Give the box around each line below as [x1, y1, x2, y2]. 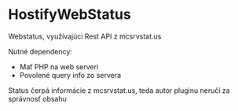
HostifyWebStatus [8, 6, 131, 24]
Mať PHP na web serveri [19, 61, 99, 72]
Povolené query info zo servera [19, 70, 122, 80]
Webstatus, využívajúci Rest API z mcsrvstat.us [8, 31, 162, 41]
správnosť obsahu [8, 94, 67, 103]
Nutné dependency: [8, 46, 73, 56]
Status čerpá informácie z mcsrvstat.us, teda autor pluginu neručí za [8, 85, 230, 95]
